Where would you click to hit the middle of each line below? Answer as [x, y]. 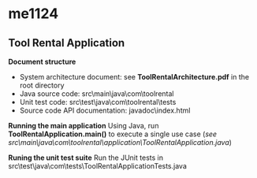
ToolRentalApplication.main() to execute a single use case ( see [113, 134]
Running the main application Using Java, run [84, 126]
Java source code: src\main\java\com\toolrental [97, 94]
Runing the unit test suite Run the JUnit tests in [86, 158]
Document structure [42, 61]
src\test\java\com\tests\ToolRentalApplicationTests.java [98, 166]
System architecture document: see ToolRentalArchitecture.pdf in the [134, 77]
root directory [42, 85]
